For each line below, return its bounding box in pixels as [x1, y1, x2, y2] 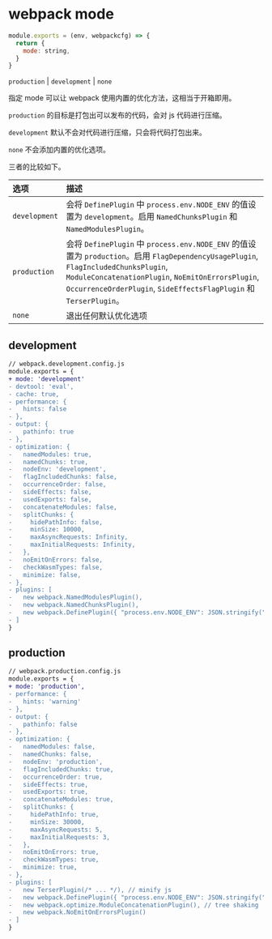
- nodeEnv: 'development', [8, 465, 107, 474]
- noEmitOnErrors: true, [8, 848, 100, 856]
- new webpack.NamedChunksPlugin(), [8, 601, 139, 609]
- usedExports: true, [8, 787, 89, 796]
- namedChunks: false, [8, 750, 92, 758]
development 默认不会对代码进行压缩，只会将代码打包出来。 [8, 127, 206, 138]
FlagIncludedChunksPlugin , [66, 261, 168, 272]
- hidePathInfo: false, [8, 518, 104, 527]
